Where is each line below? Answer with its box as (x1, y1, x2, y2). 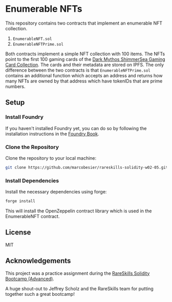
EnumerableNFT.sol (12, 36, 52, 41)
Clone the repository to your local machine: (5, 155, 97, 161)
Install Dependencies (5, 177, 59, 184)
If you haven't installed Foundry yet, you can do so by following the (5, 125, 147, 131)
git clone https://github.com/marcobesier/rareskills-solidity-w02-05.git (5, 165, 168, 170)
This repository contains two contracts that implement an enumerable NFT (5, 20, 163, 26)
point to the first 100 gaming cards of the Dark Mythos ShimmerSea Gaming (5, 56, 165, 62)
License (5, 228, 31, 237)
